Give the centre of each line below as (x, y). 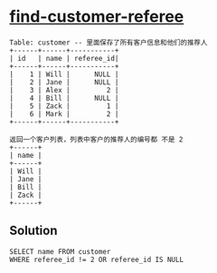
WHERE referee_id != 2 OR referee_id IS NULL (96, 259)
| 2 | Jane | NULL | (64, 82)
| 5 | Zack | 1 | (64, 106)
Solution (33, 231)
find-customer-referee (97, 17)
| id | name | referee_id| (64, 58)
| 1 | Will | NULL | (64, 74)
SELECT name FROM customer (60, 251)
